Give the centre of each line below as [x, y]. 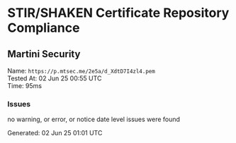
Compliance [44, 28]
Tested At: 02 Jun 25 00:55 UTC [55, 78]
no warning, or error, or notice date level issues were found [94, 119]
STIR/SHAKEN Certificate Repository [118, 13]
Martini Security [44, 54]
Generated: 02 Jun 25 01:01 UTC [55, 133]
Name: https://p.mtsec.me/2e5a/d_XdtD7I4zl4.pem [82, 71]
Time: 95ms [25, 86]
